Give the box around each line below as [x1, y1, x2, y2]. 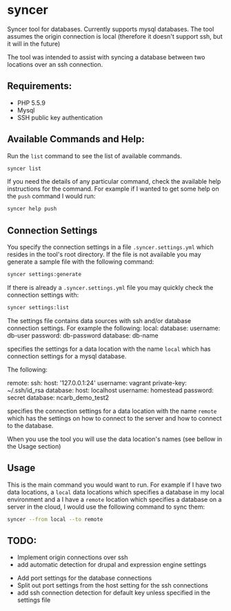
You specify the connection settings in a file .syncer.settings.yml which [7, 243, 214, 251]
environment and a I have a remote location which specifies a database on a [7, 495, 222, 503]
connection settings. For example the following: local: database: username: [7, 324, 221, 332]
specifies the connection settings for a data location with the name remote [7, 407, 217, 415]
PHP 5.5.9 [17, 99, 46, 107]
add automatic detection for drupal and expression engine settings [17, 561, 207, 569]
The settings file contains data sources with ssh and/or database [7, 316, 192, 324]
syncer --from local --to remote [7, 516, 103, 523]
